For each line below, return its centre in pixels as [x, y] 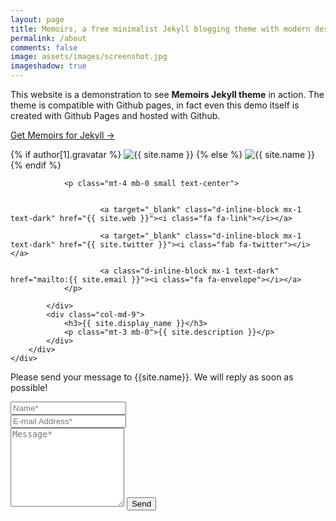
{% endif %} [36, 165]
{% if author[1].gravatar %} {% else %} [126, 154]
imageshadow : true [48, 66]
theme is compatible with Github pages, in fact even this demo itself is [155, 105]
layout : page [37, 19]
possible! [29, 387]
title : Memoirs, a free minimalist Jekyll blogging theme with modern [160, 29]
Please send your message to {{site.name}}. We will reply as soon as [152, 377]
